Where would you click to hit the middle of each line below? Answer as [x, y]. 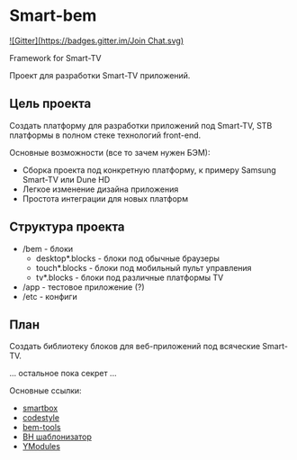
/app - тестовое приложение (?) [84, 287]
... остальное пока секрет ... [63, 374]
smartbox [40, 408]
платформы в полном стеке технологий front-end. [105, 135]
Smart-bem [53, 16]
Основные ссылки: [46, 391]
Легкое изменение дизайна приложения [100, 189]
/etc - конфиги [50, 296]
